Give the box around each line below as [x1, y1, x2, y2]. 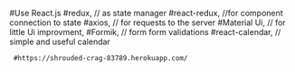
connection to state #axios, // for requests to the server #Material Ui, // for [9, 17, 287, 28]
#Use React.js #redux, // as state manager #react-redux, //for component [9, 8, 283, 18]
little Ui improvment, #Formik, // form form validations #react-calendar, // [9, 27, 281, 37]
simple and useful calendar [9, 36, 110, 47]
